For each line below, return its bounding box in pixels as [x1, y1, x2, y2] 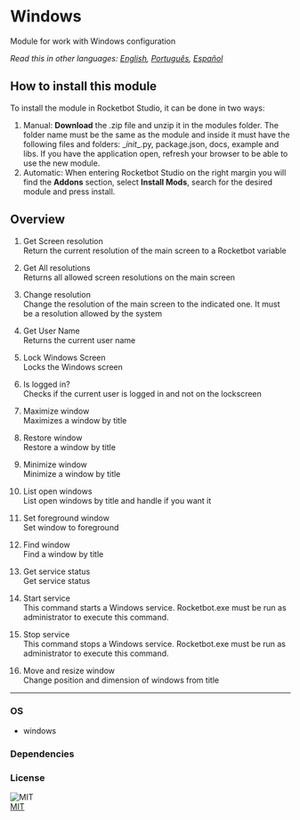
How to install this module [10, 78, 158, 94]
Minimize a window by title [22, 468, 121, 479]
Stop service [22, 628, 70, 639]
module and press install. [22, 185, 116, 197]
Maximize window [22, 406, 90, 416]
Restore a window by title [22, 441, 117, 452]
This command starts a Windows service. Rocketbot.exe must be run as [22, 602, 288, 612]
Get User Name [22, 325, 80, 336]
